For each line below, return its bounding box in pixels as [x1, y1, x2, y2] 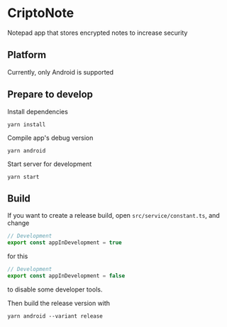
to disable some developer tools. [7, 285, 103, 294]
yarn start [7, 173, 40, 180]
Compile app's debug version [7, 133, 94, 142]
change [7, 218, 30, 228]
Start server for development [7, 160, 92, 168]
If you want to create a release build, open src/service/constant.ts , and [7, 211, 220, 220]
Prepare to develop [7, 89, 94, 101]
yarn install [7, 121, 46, 128]
